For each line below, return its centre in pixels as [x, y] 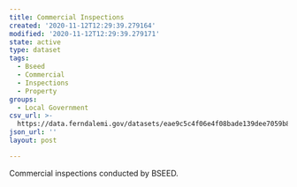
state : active [35, 42]
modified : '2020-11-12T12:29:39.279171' [85, 34]
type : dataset [35, 50]
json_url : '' [33, 132]
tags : [19, 58]
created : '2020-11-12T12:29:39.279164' [83, 26]
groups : [23, 99]
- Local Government [53, 108]
